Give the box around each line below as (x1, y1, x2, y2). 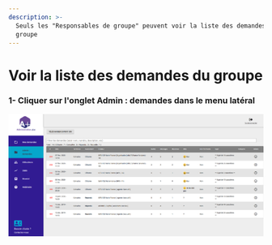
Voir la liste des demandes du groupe (8, 66, 263, 84)
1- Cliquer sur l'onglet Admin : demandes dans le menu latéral (8, 95, 256, 106)
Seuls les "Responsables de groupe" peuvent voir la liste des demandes (15, 21, 266, 30)
